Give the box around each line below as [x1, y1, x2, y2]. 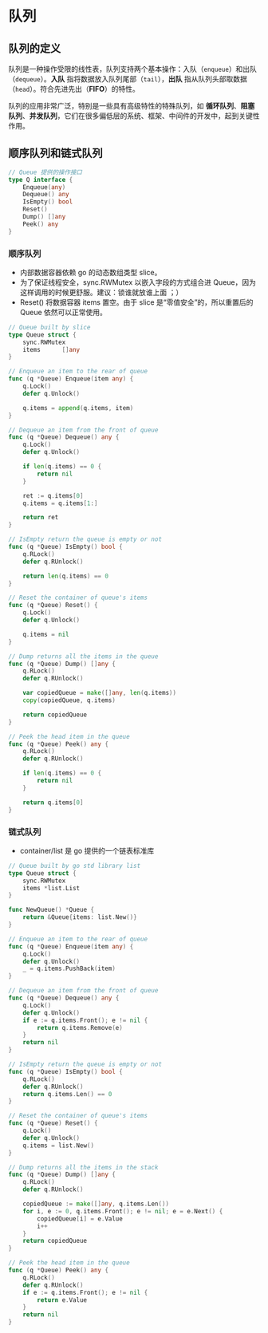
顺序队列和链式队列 [8, 147, 103, 160]
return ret [22, 514, 59, 522]
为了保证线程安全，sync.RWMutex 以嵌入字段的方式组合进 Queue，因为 [19, 277, 257, 287]
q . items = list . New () [22, 1142, 94, 1150]
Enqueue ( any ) [22, 183, 66, 191]
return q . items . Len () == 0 [22, 1090, 112, 1098]
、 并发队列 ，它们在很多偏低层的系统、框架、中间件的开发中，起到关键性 [22, 111, 260, 120]
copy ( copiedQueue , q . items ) [22, 696, 116, 704]
